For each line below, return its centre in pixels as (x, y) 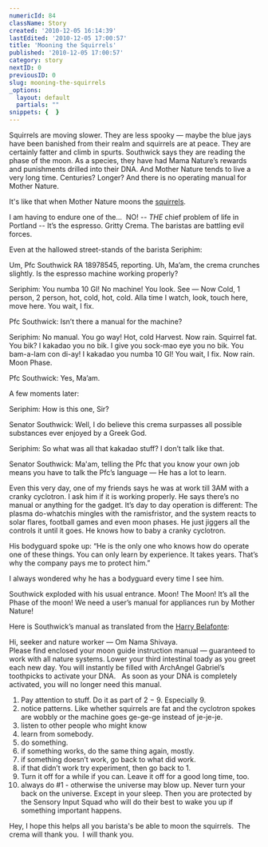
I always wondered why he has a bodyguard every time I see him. (116, 578)
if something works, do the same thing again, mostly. (107, 751)
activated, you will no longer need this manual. (85, 684)
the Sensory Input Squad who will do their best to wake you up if (127, 802)
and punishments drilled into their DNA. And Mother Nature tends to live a (130, 169)
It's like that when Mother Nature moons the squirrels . (98, 202)
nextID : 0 (26, 68)
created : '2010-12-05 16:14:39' (63, 30)
